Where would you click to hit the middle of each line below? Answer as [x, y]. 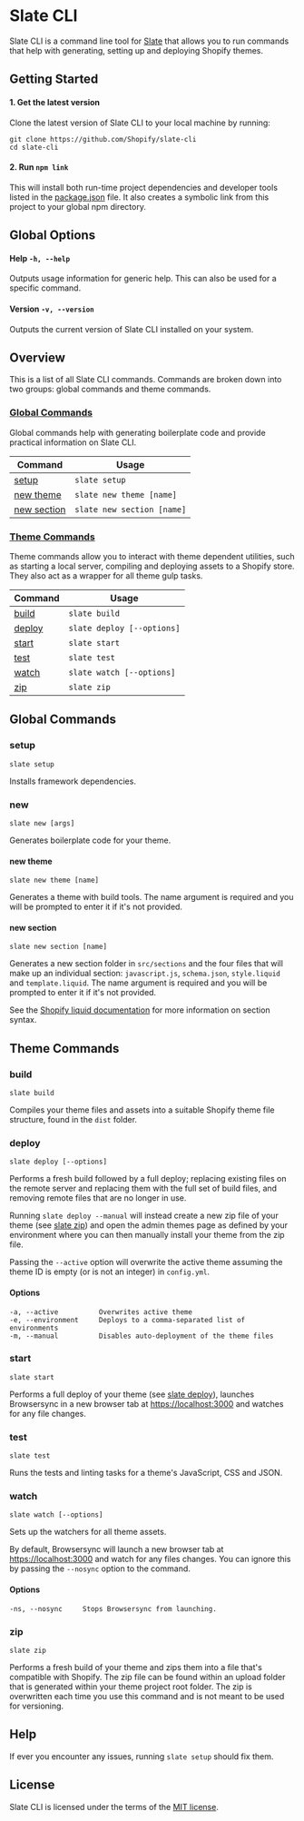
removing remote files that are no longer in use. [98, 1198]
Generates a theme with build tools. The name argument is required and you [152, 897]
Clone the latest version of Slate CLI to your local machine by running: [140, 123]
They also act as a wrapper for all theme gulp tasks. [106, 575]
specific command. [45, 288]
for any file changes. [48, 1413]
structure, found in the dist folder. [74, 1120]
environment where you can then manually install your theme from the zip [147, 1235]
